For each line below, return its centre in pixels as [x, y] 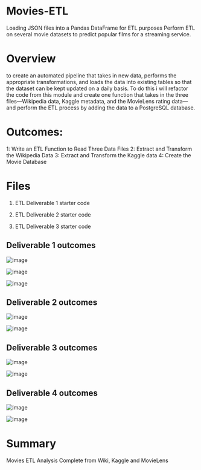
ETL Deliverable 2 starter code [53, 214]
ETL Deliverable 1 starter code [53, 203]
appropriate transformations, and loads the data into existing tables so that [99, 82]
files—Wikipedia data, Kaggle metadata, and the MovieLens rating [88, 101]
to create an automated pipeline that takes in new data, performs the [91, 75]
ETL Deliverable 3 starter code [53, 226]
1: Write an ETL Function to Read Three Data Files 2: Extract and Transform [99, 149]
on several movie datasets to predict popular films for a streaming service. [99, 34]
